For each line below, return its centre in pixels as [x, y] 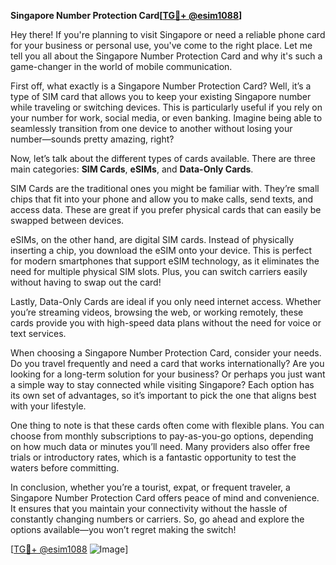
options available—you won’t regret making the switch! [123, 529]
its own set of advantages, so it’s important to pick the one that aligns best [163, 395]
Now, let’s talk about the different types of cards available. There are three [163, 158]
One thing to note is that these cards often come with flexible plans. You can [167, 425]
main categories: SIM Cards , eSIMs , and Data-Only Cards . [132, 169]
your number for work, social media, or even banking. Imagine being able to [166, 118]
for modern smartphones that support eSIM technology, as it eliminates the [165, 261]
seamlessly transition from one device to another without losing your [151, 128]
